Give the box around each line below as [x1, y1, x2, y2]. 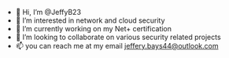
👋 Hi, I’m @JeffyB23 [15, 8, 81, 16]
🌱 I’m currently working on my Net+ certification [15, 24, 172, 33]
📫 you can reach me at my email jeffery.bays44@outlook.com [15, 42, 219, 50]
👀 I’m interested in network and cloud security [15, 16, 165, 25]
